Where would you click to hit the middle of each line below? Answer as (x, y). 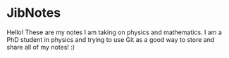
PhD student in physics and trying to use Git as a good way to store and (111, 39)
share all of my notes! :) (41, 47)
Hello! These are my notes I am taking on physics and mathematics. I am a (114, 32)
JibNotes (34, 13)
